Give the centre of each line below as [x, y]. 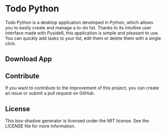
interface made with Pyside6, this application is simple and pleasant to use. [82, 33]
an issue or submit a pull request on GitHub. [50, 93]
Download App [29, 59]
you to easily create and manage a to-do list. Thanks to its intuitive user [78, 27]
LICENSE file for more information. [40, 126]
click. [11, 43]
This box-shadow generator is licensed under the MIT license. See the [77, 121]
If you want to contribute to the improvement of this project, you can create [82, 88]
